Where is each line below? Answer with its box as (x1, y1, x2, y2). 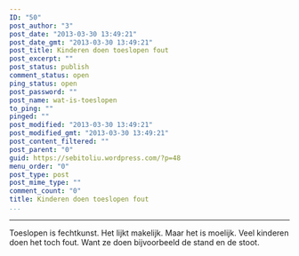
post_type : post (9, 170, 69, 179)
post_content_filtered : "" (9, 137, 109, 146)
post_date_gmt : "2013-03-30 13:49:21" (9, 37, 153, 47)
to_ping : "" (9, 104, 53, 113)
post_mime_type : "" (9, 179, 82, 188)
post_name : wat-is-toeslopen (9, 95, 117, 105)
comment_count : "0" (9, 187, 82, 196)
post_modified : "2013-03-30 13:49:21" (9, 121, 153, 130)
